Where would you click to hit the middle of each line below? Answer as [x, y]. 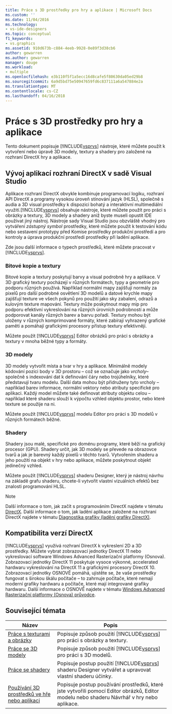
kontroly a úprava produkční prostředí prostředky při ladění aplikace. [78, 237]
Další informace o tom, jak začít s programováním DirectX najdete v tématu [84, 506]
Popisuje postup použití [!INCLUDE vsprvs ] [108, 663]
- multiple [17, 72]
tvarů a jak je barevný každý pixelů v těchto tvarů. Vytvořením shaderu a [82, 455]
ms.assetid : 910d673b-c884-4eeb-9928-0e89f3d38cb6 [60, 48]
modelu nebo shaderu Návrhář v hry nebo [107, 697]
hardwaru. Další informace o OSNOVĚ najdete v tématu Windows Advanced [85, 589]
